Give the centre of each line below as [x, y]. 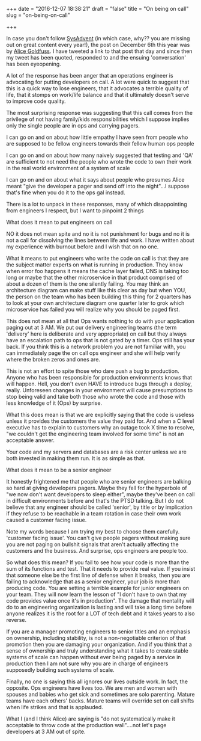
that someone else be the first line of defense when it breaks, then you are [98, 575]
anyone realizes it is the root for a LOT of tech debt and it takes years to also [100, 613]
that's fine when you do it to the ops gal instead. [66, 192]
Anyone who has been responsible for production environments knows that [99, 377]
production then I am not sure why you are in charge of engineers [87, 663]
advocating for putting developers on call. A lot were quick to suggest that [98, 82]
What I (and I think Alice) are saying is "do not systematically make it [91, 719]
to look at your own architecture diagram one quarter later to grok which [95, 303]
